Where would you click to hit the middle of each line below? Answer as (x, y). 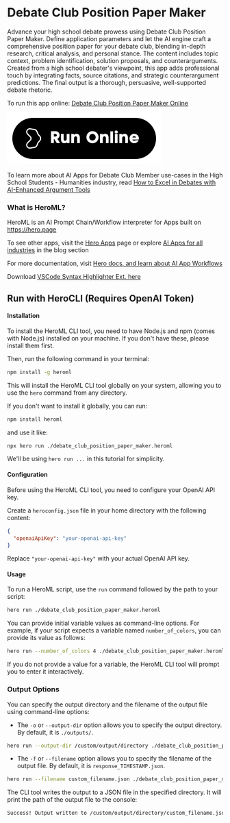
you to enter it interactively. (46, 672)
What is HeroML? (36, 207)
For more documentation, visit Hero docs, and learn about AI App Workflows (115, 263)
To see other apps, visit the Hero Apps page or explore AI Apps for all (105, 243)
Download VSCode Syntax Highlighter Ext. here (74, 277)
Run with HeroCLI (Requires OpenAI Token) (101, 298)
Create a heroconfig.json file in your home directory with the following (107, 510)
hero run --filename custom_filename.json (68, 779)
